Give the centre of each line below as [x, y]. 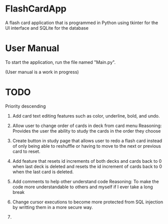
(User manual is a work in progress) [42, 72]
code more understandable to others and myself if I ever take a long [82, 187]
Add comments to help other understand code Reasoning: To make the [86, 181]
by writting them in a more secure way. [53, 207]
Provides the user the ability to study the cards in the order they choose [87, 131]
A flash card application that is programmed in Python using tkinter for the [82, 23]
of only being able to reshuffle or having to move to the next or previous [87, 146]
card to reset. [26, 151]
